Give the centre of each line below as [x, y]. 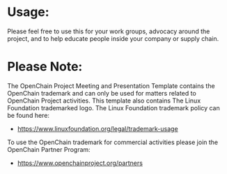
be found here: [29, 115]
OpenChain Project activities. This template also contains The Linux [104, 101]
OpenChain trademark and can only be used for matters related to [102, 93]
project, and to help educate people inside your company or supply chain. [113, 38]
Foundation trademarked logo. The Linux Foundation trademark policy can [114, 107]
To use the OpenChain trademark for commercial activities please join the [112, 142]
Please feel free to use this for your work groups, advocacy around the [109, 31]
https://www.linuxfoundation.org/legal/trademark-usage [98, 128]
